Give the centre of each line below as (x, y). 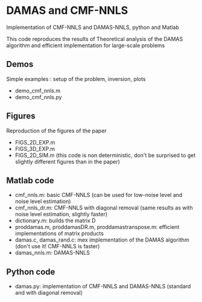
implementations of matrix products (59, 234)
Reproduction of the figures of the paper (56, 130)
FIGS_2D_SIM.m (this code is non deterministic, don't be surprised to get (105, 155)
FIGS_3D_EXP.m (35, 149)
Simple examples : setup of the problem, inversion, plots (76, 79)
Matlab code (30, 180)
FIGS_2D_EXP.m (35, 142)
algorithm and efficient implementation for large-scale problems (86, 45)
